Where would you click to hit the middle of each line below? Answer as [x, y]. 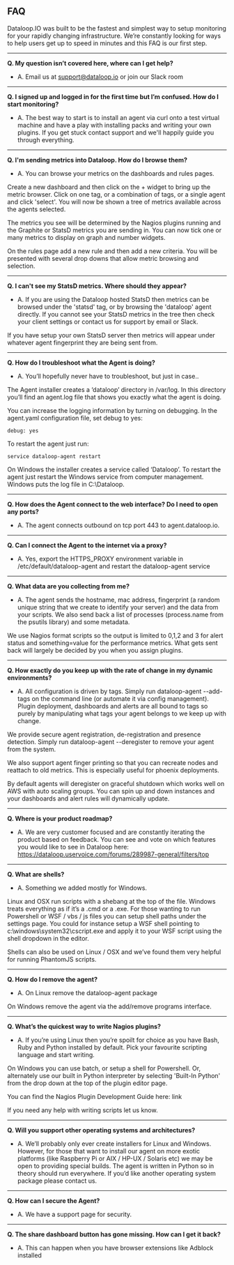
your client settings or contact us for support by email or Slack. [108, 321]
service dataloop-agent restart [54, 456]
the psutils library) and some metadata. [73, 622]
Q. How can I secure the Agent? [54, 1200]
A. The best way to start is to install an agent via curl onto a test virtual [118, 117]
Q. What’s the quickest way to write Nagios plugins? [84, 1026]
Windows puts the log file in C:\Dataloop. [66, 484]
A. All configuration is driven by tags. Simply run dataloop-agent [109, 691]
